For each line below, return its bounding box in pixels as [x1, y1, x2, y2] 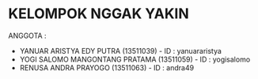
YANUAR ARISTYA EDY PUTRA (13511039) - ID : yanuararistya [19, 46, 222, 55]
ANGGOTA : [8, 31, 47, 40]
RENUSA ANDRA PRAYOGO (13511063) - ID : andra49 [19, 62, 195, 72]
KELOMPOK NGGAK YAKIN [8, 5, 190, 23]
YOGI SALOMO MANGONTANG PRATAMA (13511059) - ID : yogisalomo [19, 55, 251, 64]
